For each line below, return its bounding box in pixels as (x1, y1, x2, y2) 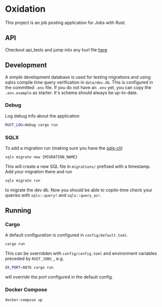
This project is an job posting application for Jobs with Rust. (5, 20, 126, 25)
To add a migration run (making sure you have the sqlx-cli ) (5, 145, 123, 151)
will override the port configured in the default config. (5, 274, 114, 280)
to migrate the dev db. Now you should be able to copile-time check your (5, 187, 153, 193)
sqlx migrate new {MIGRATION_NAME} (5, 155, 78, 160)
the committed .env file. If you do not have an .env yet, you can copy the (5, 84, 152, 90)
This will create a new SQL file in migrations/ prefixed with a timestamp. (5, 163, 151, 169)
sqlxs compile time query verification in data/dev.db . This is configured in (5, 79, 153, 85)
